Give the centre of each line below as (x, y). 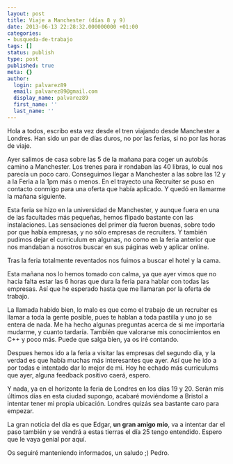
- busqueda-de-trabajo (40, 40)
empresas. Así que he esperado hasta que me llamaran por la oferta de (109, 289)
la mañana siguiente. (37, 196)
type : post (23, 59)
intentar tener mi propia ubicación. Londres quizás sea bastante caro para (113, 403)
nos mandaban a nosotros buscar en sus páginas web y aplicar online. (109, 247)
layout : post (26, 14)
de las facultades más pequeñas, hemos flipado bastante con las (100, 217)
